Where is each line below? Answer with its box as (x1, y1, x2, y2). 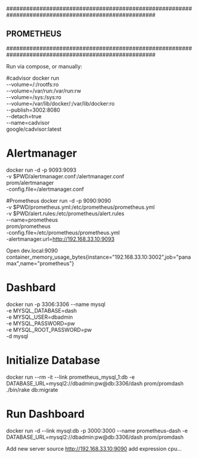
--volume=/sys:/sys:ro (6, 93, 62, 101)
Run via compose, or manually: (6, 62, 83, 70)
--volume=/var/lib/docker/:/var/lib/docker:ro (6, 100, 115, 107)
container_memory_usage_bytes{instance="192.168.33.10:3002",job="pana (6, 253, 191, 261)
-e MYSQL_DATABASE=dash (6, 307, 77, 314)
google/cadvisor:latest (6, 125, 62, 133)
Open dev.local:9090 (6, 247, 58, 254)
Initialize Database (6, 354, 100, 367)
